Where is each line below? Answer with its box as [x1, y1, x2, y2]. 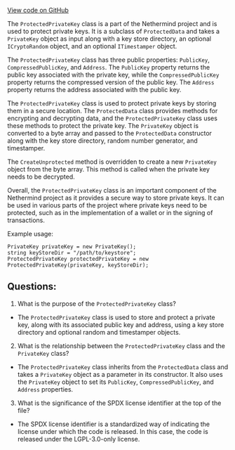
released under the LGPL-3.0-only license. [17, 435, 140, 443]
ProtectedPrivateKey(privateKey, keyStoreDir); [7, 262, 149, 269]
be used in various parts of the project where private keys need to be [7, 201, 208, 210]
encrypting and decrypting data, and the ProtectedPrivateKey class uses [7, 114, 217, 122]
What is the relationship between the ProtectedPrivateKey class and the [17, 341, 226, 350]
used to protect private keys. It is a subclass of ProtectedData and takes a [7, 27, 220, 35]
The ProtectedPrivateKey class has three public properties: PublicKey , [7, 56, 210, 64]
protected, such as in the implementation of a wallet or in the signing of [7, 209, 213, 217]
